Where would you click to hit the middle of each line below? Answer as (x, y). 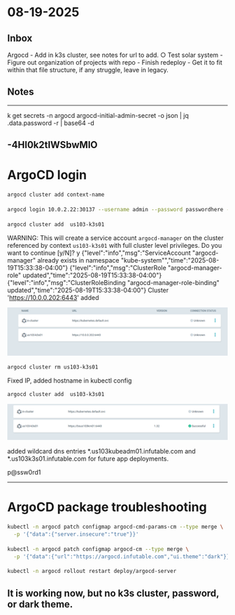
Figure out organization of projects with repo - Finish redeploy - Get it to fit (115, 62)
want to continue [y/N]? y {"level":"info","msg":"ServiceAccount (99, 253)
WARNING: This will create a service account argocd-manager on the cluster (115, 238)
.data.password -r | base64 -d (51, 123)
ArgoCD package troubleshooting (107, 507)
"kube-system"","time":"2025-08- (170, 260)
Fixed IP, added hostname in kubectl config (70, 381)
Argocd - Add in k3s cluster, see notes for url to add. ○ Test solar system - (115, 55)
